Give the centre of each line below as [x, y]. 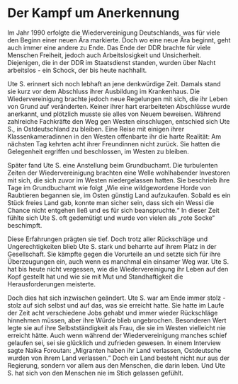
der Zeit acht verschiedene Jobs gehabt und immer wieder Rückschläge [113, 313]
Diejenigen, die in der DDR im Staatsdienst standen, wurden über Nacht [112, 62]
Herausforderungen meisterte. [52, 284]
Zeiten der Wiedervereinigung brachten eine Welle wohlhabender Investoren [119, 173]
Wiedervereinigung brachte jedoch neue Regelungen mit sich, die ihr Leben [118, 99]
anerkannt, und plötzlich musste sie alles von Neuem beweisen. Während [114, 114]
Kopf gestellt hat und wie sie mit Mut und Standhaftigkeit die [95, 277]
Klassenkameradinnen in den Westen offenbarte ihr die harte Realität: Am [114, 136]
